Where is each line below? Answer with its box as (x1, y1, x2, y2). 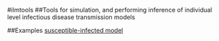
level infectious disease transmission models (7, 13, 136, 21)
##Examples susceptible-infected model (7, 27, 124, 34)
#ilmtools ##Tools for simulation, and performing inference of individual (7, 6, 213, 14)
